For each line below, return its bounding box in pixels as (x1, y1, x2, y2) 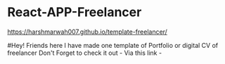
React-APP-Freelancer (7, 4, 142, 20)
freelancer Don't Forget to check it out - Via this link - (7, 49, 162, 57)
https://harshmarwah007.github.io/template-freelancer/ (7, 27, 167, 36)
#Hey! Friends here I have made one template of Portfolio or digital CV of (7, 41, 219, 49)
